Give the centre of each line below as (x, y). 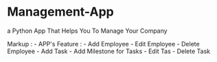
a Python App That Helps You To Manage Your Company (87, 31)
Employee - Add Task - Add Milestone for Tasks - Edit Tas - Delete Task (109, 51)
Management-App (61, 12)
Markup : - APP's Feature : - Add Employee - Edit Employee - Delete (104, 44)
